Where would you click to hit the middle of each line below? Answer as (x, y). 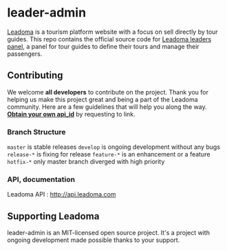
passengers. (25, 54)
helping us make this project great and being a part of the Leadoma (102, 99)
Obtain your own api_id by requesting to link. (71, 114)
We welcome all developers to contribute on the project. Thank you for (108, 92)
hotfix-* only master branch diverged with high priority (86, 162)
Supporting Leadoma (53, 216)
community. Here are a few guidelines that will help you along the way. (107, 107)
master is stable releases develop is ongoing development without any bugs (114, 147)
